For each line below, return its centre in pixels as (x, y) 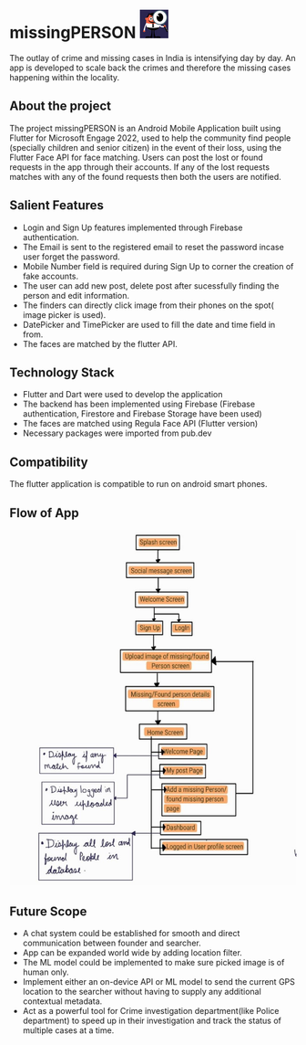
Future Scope (48, 911)
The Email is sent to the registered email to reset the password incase (153, 247)
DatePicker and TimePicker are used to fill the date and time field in (149, 324)
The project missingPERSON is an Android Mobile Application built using (145, 128)
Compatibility (49, 462)
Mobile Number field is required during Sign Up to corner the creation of (158, 266)
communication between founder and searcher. (112, 943)
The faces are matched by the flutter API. (100, 343)
